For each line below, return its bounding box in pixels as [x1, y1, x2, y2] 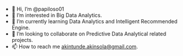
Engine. [11, 24, 30, 31]
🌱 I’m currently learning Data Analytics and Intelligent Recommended [11, 18, 178, 24]
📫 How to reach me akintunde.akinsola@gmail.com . [11, 43, 139, 50]
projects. [11, 37, 33, 43]
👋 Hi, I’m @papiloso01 [11, 6, 64, 12]
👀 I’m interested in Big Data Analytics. [11, 12, 102, 19]
